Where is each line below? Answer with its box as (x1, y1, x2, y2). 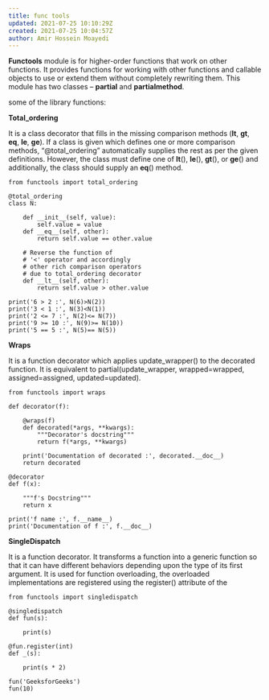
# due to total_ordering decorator (22, 270, 142, 278)
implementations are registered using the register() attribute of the (8, 578, 227, 587)
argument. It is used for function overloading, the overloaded (8, 569, 210, 579)
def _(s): (8, 649, 42, 658)
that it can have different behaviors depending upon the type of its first (8, 561, 243, 570)
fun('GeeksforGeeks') (8, 677, 81, 686)
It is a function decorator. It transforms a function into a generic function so (8, 552, 258, 562)
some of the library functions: (8, 97, 107, 107)
